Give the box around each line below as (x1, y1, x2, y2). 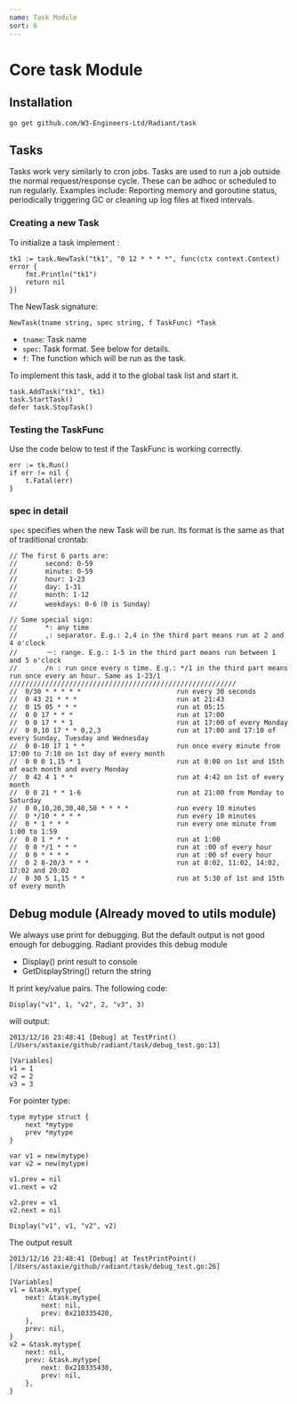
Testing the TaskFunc (9, 424, 105, 436)
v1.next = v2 (9, 1182, 58, 1192)
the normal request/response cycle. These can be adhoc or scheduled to (9, 175, 277, 187)
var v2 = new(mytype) (9, 1159, 90, 1168)
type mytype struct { (9, 1113, 90, 1122)
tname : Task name (21, 334, 87, 344)
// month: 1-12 (9, 591, 90, 600)
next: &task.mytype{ (25, 1294, 101, 1303)
